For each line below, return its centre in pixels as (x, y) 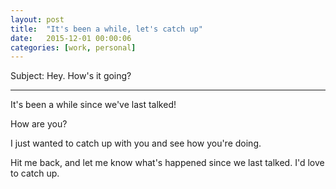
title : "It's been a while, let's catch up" (106, 29)
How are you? (39, 124)
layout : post (37, 19)
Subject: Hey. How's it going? (71, 76)
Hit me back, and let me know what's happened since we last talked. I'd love (167, 163)
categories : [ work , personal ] (73, 47)
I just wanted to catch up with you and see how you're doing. (136, 143)
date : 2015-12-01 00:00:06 (71, 38)
